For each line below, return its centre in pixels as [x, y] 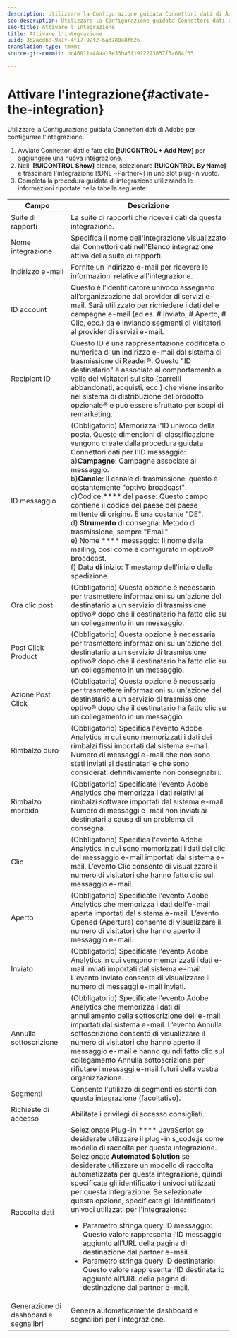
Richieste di [30, 1109]
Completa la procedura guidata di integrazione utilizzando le [105, 181]
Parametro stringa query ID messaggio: [148, 1225]
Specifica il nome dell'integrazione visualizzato [148, 238]
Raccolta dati [32, 1212]
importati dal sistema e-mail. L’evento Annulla [146, 1024]
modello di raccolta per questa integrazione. [144, 1148]
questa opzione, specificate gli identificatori [143, 1201]
